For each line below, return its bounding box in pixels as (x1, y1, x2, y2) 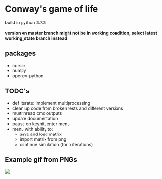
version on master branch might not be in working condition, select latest (5, 30, 158, 36)
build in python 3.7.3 (5, 20, 46, 25)
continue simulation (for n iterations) (19, 141, 93, 147)
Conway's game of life (5, 3, 98, 15)
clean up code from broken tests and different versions (12, 105, 123, 111)
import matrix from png (19, 136, 67, 142)
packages (5, 49, 36, 58)
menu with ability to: (12, 126, 53, 132)
